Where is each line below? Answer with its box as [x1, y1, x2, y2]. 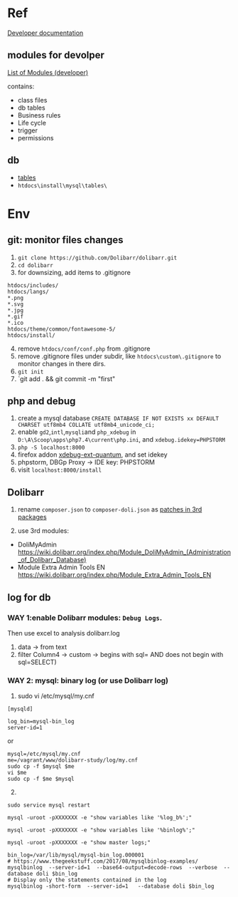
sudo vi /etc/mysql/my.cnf [17, 692, 94, 700]
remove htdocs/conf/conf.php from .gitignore [17, 344, 151, 353]
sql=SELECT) [17, 658, 57, 666]
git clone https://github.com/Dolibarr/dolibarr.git [17, 254, 178, 261]
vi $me [7, 769, 27, 777]
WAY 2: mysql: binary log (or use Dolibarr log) [7, 675, 169, 685]
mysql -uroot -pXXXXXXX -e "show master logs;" [7, 839, 151, 846]
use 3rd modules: [17, 527, 70, 535]
